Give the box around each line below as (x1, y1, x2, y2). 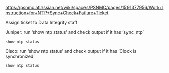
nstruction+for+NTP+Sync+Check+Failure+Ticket (5, 10, 109, 16)
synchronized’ (5, 53, 35, 59)
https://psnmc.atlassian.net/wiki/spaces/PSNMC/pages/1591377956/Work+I (5, 5, 164, 10)
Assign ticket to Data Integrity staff (5, 20, 78, 25)
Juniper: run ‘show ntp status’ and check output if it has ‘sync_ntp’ (5, 29, 144, 35)
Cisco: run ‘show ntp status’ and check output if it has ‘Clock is (5, 48, 137, 54)
